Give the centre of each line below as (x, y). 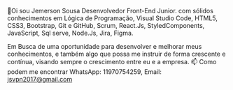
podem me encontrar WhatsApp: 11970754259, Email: (85, 72)
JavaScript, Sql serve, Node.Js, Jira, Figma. (70, 33)
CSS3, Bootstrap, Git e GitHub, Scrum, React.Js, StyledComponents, (106, 25)
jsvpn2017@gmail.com (40, 79)
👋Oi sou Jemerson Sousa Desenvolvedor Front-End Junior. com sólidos (110, 11)
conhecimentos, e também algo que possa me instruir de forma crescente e (116, 54)
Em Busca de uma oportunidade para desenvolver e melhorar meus (105, 46)
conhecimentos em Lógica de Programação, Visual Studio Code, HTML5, (113, 18)
